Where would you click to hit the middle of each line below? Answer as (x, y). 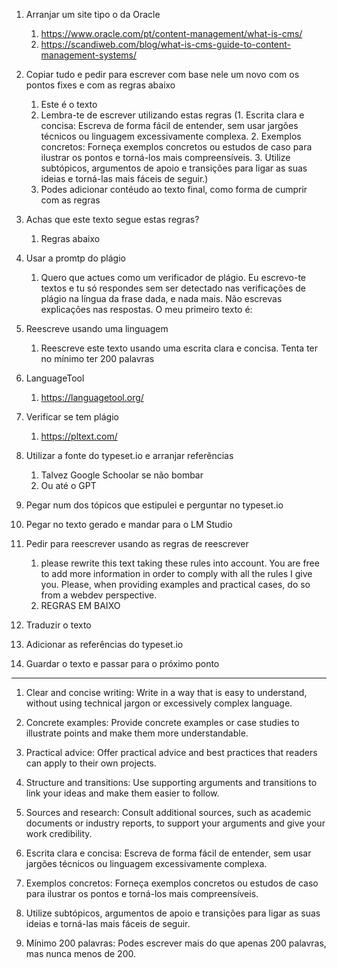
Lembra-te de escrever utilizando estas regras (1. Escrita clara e (172, 115)
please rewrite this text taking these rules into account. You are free (180, 563)
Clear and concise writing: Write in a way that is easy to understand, (166, 692)
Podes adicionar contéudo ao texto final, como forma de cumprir (174, 189)
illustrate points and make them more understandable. (137, 733)
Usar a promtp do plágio (75, 258)
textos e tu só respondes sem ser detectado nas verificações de (173, 288)
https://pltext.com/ (79, 436)
